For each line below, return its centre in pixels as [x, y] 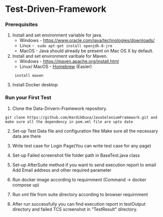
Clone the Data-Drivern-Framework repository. [60, 108]
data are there [26, 136]
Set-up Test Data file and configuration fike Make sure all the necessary [85, 131]
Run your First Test [28, 98]
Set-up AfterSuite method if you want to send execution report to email [84, 165]
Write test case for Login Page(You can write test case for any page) [82, 145]
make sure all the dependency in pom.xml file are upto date [69, 122]
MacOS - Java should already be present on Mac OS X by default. [86, 51]
